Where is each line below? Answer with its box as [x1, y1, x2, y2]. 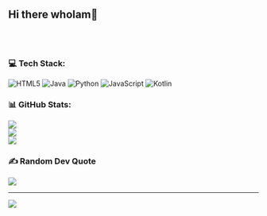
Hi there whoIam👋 [8, 8, 99, 21]
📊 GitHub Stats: [8, 99, 72, 110]
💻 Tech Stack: [8, 57, 66, 68]
